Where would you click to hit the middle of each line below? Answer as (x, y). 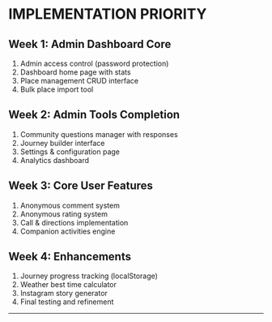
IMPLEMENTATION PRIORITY (108, 14)
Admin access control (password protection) (94, 63)
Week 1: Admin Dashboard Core (90, 44)
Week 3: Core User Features (81, 186)
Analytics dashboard (55, 160)
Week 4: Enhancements (70, 257)
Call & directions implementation (74, 222)
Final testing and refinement (67, 302)
